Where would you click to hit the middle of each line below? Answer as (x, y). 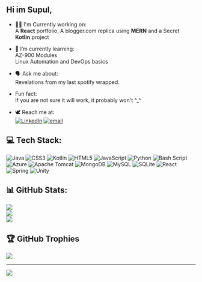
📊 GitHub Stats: (37, 190)
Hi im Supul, (29, 10)
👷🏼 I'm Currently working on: (51, 24)
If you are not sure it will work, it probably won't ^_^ (78, 100)
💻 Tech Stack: (34, 140)
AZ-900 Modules (36, 55)
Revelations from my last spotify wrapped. (67, 82)
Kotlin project (32, 37)
